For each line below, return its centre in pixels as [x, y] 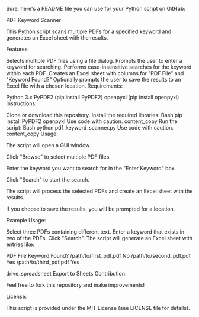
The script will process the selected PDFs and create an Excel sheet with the [99, 191]
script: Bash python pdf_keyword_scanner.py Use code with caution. [90, 127]
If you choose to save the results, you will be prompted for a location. [91, 209]
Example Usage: [26, 220]
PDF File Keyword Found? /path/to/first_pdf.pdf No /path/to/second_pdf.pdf [99, 256]
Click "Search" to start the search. [48, 179]
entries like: [20, 244]
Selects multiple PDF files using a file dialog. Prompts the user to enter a [94, 61]
